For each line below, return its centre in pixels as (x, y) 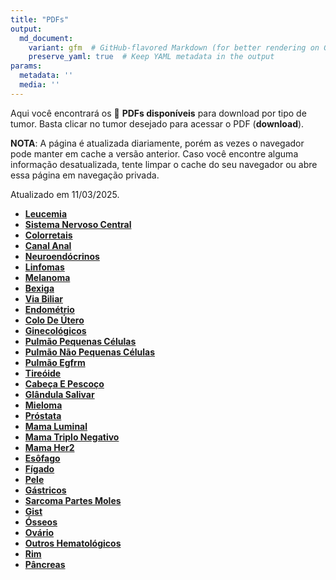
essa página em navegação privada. (85, 175)
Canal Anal (48, 245)
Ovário (39, 532)
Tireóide (43, 373)
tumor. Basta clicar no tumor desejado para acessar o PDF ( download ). (157, 123)
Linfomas (44, 267)
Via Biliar (43, 298)
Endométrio (49, 309)
